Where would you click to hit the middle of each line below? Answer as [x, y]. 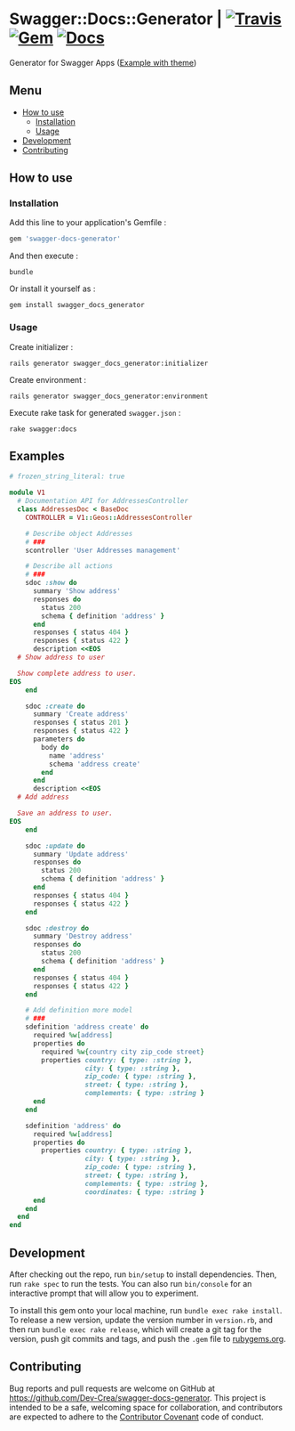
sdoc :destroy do [57, 928]
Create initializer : [41, 346]
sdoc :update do [56, 846]
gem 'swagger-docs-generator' [65, 239]
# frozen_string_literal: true [67, 476]
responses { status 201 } [80, 723]
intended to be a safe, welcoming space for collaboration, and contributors [146, 1407]
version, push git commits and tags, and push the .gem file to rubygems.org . [148, 1338]
